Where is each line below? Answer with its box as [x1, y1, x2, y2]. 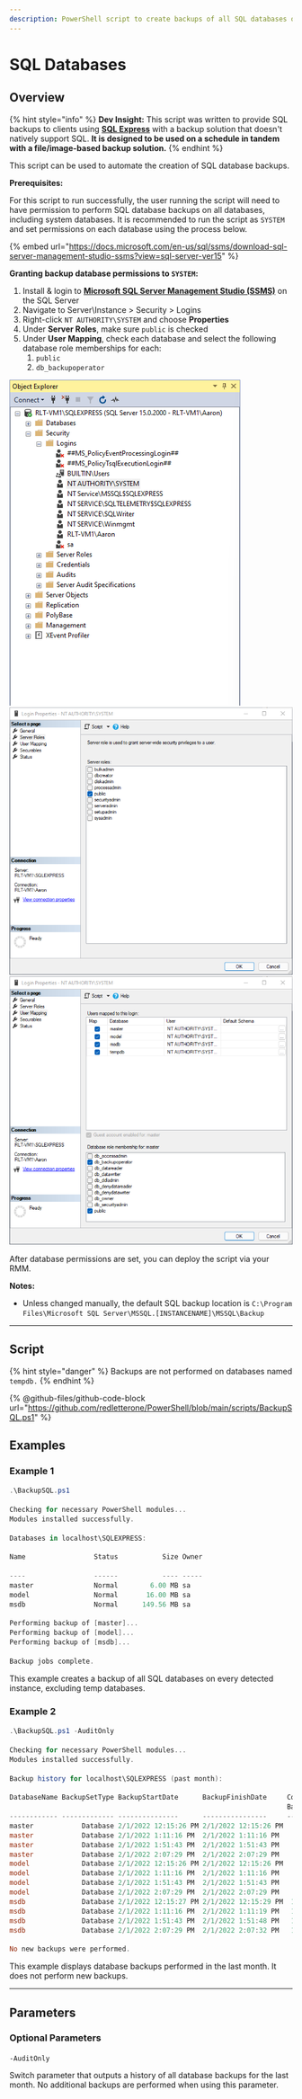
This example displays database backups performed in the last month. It [9, 1961, 277, 1972]
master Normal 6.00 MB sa [9, 1580, 191, 1590]
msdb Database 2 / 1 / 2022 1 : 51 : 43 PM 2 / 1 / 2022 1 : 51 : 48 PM [9, 1916, 280, 1926]
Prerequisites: [9, 177, 64, 188]
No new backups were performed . [9, 1944, 130, 1954]
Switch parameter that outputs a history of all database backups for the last [9, 2069, 289, 2080]
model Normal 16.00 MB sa [9, 1590, 191, 1599]
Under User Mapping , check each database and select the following [22, 333, 277, 343]
